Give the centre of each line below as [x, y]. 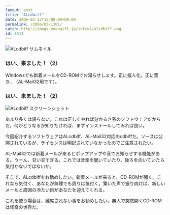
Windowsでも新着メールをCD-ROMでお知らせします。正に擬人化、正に [80, 75]
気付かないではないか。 [30, 166]
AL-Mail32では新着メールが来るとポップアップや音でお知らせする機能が [80, 153]
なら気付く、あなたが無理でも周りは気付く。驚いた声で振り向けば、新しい [87, 183]
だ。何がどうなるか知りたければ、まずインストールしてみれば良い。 [76, 125]
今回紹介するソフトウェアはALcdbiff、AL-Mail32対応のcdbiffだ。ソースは [82, 136]
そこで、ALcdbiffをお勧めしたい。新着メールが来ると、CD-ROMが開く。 [81, 177]
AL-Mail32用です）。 [39, 82]
